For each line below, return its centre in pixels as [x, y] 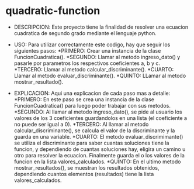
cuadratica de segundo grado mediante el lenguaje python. [85, 33]
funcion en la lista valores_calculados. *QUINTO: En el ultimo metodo [97, 161]
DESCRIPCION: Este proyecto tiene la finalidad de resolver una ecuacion [101, 27]
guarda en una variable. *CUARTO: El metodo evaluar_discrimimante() [98, 136]
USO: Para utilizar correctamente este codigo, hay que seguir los [92, 44]
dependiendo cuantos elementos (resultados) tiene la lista [84, 174]
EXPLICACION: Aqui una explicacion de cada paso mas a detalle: [92, 93]
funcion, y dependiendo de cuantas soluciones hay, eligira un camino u [100, 149]
